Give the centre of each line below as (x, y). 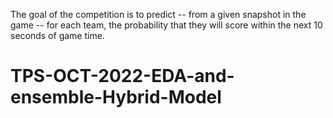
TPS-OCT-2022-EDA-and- (122, 76)
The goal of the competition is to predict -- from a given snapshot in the (158, 14)
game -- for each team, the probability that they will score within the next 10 (166, 25)
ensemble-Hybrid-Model (116, 97)
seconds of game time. (57, 35)
